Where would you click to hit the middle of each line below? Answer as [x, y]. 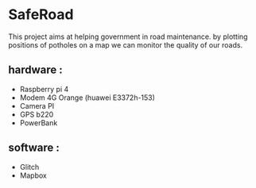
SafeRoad [41, 15]
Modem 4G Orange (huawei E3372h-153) [87, 98]
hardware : [36, 70]
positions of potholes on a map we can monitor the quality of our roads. [126, 44]
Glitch [29, 167]
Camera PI [37, 106]
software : [34, 148]
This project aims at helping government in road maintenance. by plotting [128, 36]
